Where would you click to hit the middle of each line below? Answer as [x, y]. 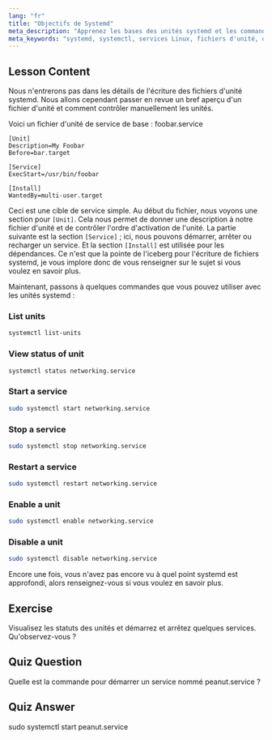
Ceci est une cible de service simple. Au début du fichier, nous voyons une [133, 211]
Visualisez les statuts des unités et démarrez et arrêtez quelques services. [132, 628]
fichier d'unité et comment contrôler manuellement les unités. [111, 108]
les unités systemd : [42, 295]
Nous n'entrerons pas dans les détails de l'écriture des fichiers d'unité [125, 91]
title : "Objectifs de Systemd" [61, 24]
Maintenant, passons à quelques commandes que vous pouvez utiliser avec [135, 287]
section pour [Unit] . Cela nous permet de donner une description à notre [131, 219]
